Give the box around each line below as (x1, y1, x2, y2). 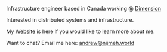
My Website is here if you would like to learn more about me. (6, 28, 155, 35)
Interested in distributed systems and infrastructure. (6, 17, 134, 23)
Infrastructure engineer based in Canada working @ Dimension (6, 5, 161, 12)
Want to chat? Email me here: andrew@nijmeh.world (6, 40, 135, 46)
